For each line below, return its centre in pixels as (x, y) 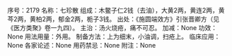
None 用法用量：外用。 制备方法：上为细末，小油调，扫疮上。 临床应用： (114, 36)
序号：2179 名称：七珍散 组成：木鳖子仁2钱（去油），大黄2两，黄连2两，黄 (116, 10)
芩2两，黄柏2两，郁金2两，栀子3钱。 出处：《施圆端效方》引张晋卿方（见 (114, 19)
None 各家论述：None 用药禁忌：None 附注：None (82, 45)
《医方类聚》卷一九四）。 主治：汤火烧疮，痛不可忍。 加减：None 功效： (112, 28)
